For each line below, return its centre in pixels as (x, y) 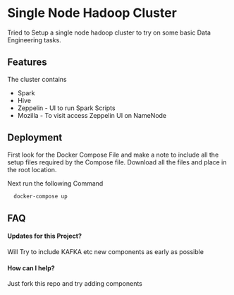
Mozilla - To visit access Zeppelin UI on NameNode (92, 115)
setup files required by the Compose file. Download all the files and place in (117, 162)
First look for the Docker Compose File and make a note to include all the (113, 155)
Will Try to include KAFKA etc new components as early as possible (106, 252)
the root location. (32, 169)
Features (27, 62)
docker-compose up (41, 196)
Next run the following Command (55, 183)
